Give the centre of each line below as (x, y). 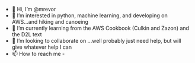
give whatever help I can (42, 47)
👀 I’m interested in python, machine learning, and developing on (89, 15)
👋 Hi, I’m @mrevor (34, 9)
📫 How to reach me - (38, 54)
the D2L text (27, 34)
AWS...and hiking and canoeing (50, 22)
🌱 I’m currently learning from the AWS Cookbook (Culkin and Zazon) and (100, 28)
